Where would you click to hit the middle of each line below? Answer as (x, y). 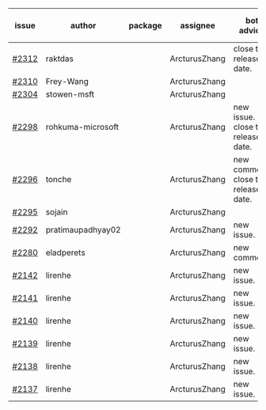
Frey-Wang (67, 81)
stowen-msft (70, 94)
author (83, 25)
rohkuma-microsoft (82, 127)
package (145, 25)
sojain (57, 212)
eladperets (65, 252)
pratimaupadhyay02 (83, 230)
